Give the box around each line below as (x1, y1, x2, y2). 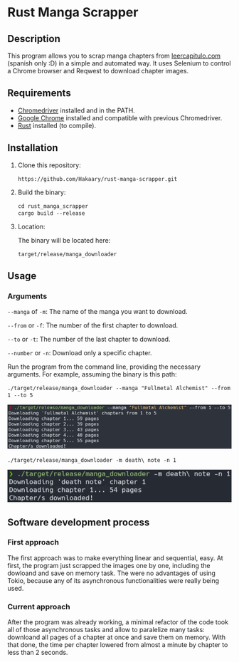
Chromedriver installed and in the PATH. (17, 106, 135, 115)
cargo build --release (17, 209, 85, 217)
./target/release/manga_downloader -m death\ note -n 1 (7, 456, 176, 463)
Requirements (7, 87, 71, 100)
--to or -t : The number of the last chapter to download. (7, 335, 171, 344)
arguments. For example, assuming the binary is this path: (7, 370, 177, 379)
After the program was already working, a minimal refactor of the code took (7, 618, 229, 626)
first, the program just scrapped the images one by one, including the (7, 561, 211, 569)
